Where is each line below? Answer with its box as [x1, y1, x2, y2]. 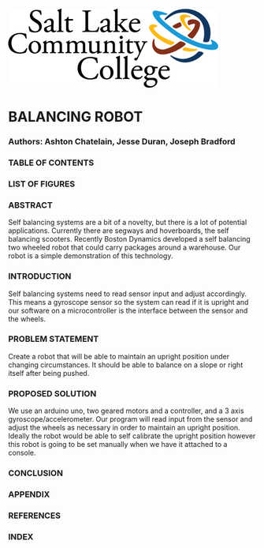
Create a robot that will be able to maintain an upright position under [8, 351, 230, 361]
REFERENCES [8, 510, 61, 521]
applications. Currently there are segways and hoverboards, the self [8, 226, 229, 235]
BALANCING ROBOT [8, 108, 143, 126]
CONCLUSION [8, 467, 63, 479]
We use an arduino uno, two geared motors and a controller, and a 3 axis [8, 406, 244, 415]
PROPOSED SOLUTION [8, 388, 97, 399]
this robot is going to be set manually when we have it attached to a [8, 440, 228, 449]
